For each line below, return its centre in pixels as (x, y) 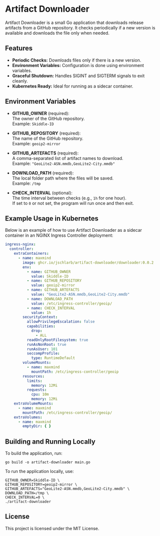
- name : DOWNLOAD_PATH (50, 299)
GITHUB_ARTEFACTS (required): (45, 153)
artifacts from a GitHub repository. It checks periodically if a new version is (80, 27)
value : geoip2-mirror (53, 285)
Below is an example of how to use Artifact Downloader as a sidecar (74, 230)
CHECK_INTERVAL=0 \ (25, 497)
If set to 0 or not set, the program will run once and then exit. (73, 203)
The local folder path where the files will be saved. (63, 178)
